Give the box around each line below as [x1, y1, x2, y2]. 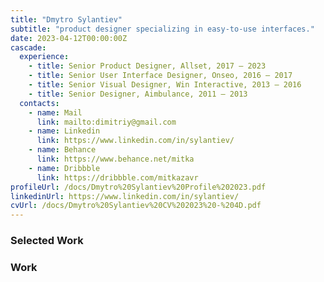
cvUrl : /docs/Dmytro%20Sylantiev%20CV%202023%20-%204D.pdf [10, 201, 262, 211]
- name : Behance [28, 145, 97, 155]
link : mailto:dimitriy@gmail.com [36, 117, 177, 127]
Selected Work [10, 234, 84, 248]
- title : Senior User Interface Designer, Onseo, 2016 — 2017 [28, 71, 293, 81]
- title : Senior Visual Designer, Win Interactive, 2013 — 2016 [28, 80, 302, 90]
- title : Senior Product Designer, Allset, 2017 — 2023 [28, 61, 267, 71]
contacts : [19, 98, 60, 108]
